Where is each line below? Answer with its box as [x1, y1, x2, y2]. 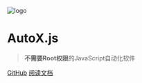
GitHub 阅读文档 [7, 69, 53, 77]
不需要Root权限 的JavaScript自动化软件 [24, 54, 136, 62]
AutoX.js [7, 31, 59, 46]
